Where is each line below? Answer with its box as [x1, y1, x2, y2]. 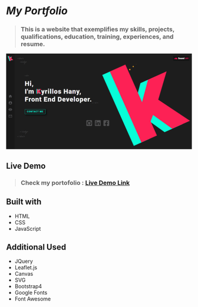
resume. [20, 40, 45, 48]
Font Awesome [14, 295, 51, 302]
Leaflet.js [14, 264, 38, 271]
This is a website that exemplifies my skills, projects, [20, 25, 175, 34]
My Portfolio [6, 4, 68, 18]
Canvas [14, 270, 34, 277]
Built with [6, 197, 42, 207]
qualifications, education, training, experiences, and [20, 32, 174, 41]
